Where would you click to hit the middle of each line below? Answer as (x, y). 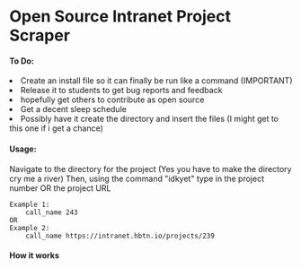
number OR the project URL (60, 188)
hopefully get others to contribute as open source (113, 99)
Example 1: (30, 204)
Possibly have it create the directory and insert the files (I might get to (150, 119)
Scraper (40, 35)
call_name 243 (52, 212)
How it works (35, 255)
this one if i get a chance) (56, 128)
